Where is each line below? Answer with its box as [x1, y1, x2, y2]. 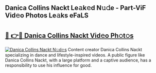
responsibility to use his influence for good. [5, 62, 92, 68]
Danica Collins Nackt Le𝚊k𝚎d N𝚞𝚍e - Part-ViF [5, 4, 146, 12]
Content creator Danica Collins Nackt [68, 47, 142, 52]
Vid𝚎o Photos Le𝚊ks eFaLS [5, 12, 89, 20]
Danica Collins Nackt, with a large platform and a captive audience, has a [5, 58, 152, 63]
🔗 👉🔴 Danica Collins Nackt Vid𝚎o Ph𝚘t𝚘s [5, 31, 134, 40]
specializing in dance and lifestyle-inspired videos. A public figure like [5, 52, 145, 58]
